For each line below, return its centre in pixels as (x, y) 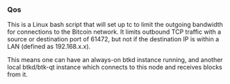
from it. (17, 74)
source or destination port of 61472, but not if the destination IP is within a (113, 39)
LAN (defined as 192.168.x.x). (49, 47)
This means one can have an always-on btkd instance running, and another (115, 60)
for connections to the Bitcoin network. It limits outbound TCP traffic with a (114, 32)
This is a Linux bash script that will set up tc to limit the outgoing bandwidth (115, 25)
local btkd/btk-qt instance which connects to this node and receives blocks (115, 67)
